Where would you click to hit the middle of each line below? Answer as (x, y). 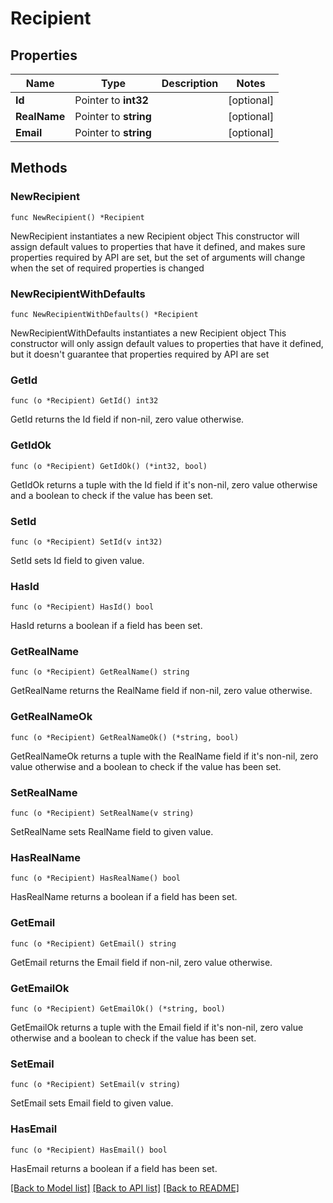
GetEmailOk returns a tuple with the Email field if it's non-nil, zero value (157, 1027)
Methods (39, 168)
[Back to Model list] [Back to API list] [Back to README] (125, 1188)
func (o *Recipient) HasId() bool (82, 607)
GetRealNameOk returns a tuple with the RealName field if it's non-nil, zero (164, 756)
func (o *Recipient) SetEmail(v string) (96, 1085)
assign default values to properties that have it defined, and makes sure (158, 246)
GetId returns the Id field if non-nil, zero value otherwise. (127, 419)
